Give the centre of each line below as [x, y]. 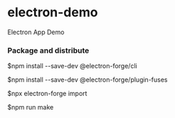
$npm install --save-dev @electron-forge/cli [72, 66]
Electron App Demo [36, 32]
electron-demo [53, 12]
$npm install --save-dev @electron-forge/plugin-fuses [87, 80]
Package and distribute [48, 50]
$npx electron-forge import [47, 94]
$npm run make [31, 107]
